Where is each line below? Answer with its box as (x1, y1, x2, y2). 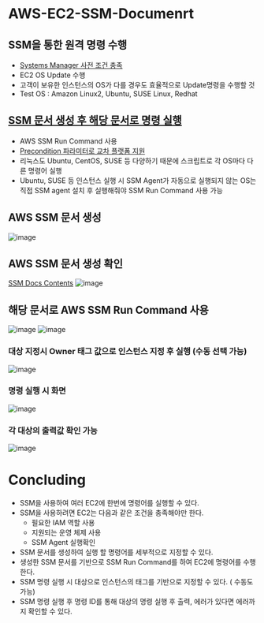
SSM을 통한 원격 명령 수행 (8, 38, 128, 51)
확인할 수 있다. (28, 606, 73, 616)
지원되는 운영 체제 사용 (31, 528, 102, 537)
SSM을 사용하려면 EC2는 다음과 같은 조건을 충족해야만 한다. (19, 508, 204, 517)
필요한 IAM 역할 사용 (31, 518, 95, 528)
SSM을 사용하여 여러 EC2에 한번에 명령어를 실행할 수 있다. (19, 498, 199, 508)
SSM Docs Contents (8, 278, 73, 288)
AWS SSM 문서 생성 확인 (8, 257, 124, 270)
